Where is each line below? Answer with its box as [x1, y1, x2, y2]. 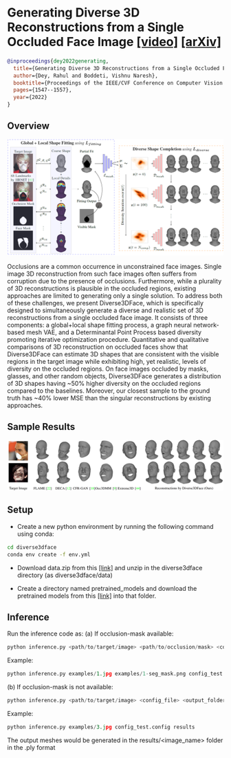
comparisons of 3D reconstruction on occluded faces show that [7, 343, 188, 351]
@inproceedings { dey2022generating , [7, 57, 109, 65]
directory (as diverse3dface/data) [16, 571, 113, 579]
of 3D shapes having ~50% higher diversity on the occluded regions [7, 380, 201, 388]
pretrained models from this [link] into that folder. [16, 592, 157, 600]
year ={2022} [13, 94, 48, 101]
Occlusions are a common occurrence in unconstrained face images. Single [7, 263, 222, 271]
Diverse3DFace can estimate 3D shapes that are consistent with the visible [7, 350, 219, 358]
